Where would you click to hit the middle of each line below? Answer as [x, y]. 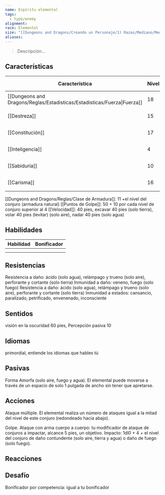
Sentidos [19, 313]
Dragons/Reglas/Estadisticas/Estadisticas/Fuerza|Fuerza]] [75, 102]
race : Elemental [22, 28]
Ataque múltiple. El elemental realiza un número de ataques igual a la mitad [81, 413]
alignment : [16, 23]
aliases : [14, 37]
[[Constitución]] [26, 132]
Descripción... [31, 51]
